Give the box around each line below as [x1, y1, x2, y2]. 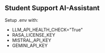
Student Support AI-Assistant [5, 4, 100, 12]
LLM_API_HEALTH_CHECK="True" [12, 27, 83, 33]
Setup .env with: [5, 17, 39, 23]
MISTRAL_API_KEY [12, 37, 51, 43]
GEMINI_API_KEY [12, 42, 48, 49]
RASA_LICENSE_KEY [12, 32, 56, 38]
